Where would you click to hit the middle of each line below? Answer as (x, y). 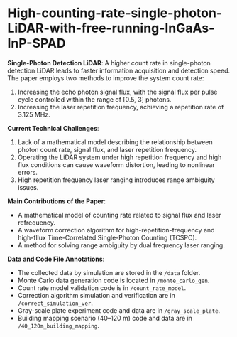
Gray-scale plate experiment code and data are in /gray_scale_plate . (119, 310)
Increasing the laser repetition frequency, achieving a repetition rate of (121, 107)
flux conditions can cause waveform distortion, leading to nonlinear (116, 164)
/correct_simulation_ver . (55, 303)
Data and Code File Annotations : (56, 259)
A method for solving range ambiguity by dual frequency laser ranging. (121, 245)
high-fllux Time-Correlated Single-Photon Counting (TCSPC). (107, 237)
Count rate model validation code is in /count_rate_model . (102, 288)
